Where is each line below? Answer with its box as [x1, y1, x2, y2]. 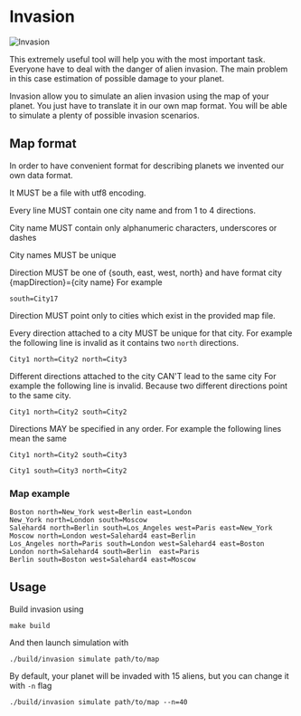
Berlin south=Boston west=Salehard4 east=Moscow [9, 555, 196, 565]
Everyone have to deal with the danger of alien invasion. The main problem [9, 63, 288, 74]
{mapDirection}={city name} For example [9, 276, 163, 287]
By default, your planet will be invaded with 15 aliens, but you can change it [9, 670, 289, 681]
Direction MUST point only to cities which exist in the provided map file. [9, 310, 276, 320]
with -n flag [9, 680, 52, 691]
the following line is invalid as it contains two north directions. [9, 337, 240, 348]
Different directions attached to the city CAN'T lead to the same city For [9, 370, 277, 381]
